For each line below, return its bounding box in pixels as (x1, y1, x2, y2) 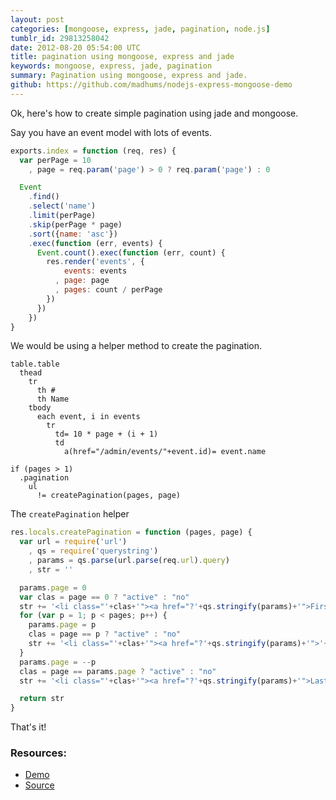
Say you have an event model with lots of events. (10, 126, 212, 138)
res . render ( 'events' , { (46, 257, 145, 267)
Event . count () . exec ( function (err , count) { (36, 247, 226, 258)
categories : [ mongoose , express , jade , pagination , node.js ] (10, 24, 271, 34)
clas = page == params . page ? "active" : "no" (19, 666, 217, 676)
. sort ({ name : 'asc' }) (28, 229, 118, 239)
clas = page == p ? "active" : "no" (28, 629, 182, 640)
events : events (63, 266, 128, 276)
